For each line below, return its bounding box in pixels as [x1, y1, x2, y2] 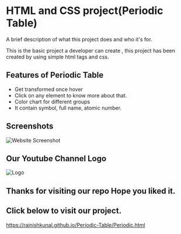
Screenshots [6, 121, 54, 131]
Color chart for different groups [14, 98, 90, 105]
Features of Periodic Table [6, 70, 104, 80]
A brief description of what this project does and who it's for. [6, 36, 152, 43]
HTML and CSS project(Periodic [6, 4, 163, 18]
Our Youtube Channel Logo [6, 153, 107, 163]
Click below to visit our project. [6, 206, 121, 216]
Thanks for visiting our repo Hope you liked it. [6, 186, 176, 196]
